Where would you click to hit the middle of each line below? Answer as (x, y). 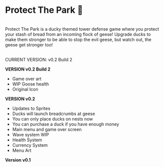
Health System (27, 140)
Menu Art (22, 150)
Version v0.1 (18, 160)
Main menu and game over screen (47, 129)
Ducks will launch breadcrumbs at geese (53, 114)
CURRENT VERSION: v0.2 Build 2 (39, 59)
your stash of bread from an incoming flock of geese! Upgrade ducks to (78, 34)
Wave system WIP (31, 134)
